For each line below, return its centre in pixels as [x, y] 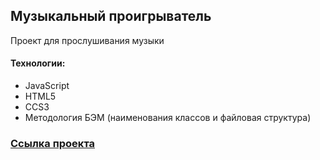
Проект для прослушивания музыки [87, 40]
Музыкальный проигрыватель [111, 16]
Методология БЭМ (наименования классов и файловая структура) [168, 118]
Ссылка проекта [52, 143]
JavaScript [47, 86]
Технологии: [38, 63]
